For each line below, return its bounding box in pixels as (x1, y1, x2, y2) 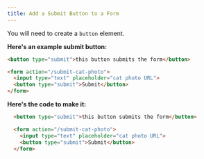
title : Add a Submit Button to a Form (7, 10, 119, 17)
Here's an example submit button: (7, 42, 108, 50)
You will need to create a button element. (7, 29, 125, 37)
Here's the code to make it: (7, 100, 87, 108)
